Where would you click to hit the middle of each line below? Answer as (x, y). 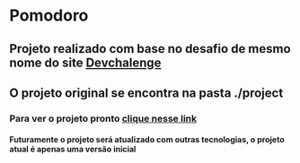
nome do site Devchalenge (85, 62)
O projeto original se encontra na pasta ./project (146, 93)
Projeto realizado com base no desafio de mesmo (150, 49)
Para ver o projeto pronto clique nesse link (103, 118)
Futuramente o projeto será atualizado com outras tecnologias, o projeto (147, 140)
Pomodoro (49, 16)
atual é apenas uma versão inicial (73, 150)
